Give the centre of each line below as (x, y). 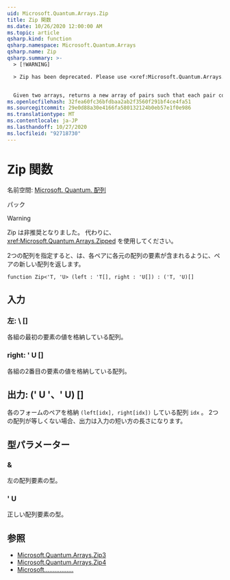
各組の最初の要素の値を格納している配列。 (67, 337)
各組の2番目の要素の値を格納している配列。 (69, 371)
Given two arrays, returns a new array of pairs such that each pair (114, 95)
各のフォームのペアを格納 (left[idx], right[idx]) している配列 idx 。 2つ (113, 413)
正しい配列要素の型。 (37, 514)
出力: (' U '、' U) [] (46, 395)
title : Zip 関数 (29, 20)
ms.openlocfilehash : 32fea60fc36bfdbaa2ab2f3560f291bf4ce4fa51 (99, 101)
